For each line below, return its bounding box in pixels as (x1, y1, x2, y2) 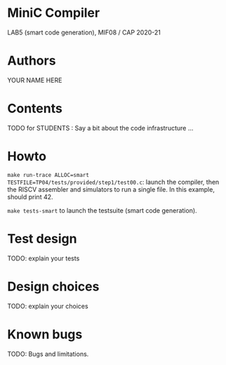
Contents (7, 100, 63, 117)
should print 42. (7, 192, 54, 201)
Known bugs (7, 326, 83, 342)
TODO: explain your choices (7, 302, 89, 310)
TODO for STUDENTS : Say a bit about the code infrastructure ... (7, 124, 194, 132)
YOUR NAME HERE (7, 76, 62, 84)
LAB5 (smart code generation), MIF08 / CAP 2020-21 (7, 28, 161, 36)
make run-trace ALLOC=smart (7, 171, 90, 178)
